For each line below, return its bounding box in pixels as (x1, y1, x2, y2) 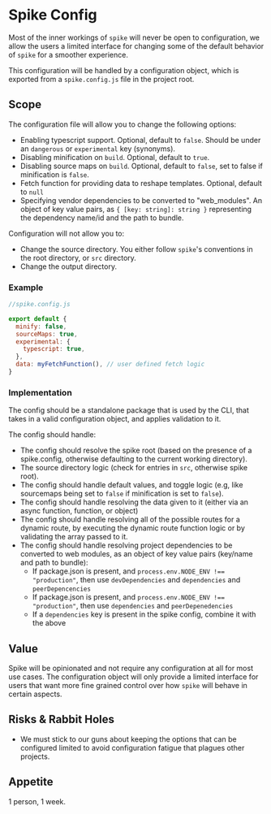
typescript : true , (23, 345, 85, 353)
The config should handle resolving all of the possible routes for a (19, 514, 241, 525)
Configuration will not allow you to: (8, 228, 125, 238)
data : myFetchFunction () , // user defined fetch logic (15, 360, 205, 369)
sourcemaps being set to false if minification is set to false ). (19, 489, 225, 499)
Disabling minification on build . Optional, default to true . (19, 152, 210, 162)
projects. (19, 751, 50, 761)
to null (19, 187, 45, 197)
